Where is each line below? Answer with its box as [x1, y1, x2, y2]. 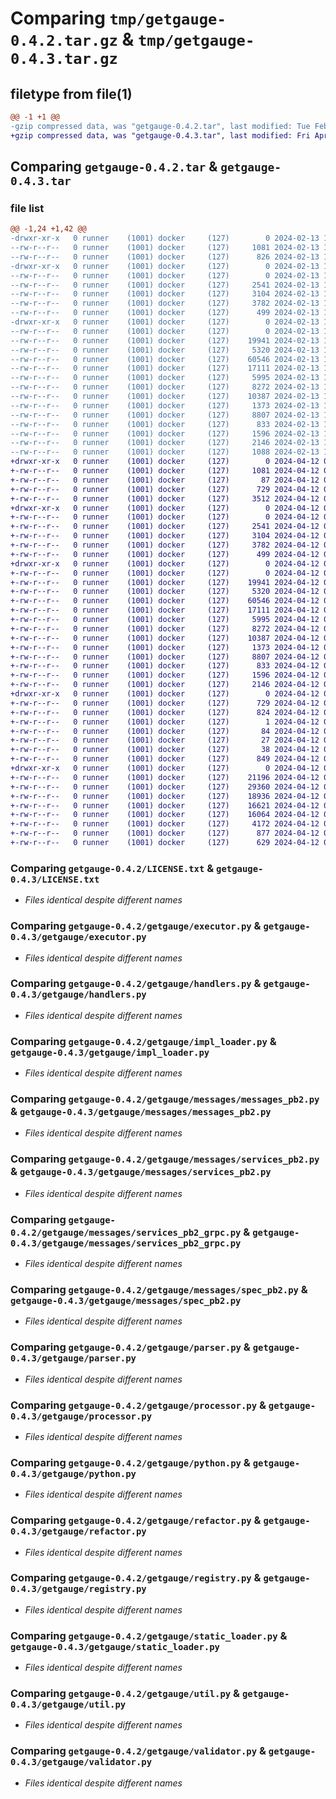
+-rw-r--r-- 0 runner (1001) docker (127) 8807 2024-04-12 [10, 652, 320, 662]
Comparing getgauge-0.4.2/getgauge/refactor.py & [10, 1513, 262, 1527]
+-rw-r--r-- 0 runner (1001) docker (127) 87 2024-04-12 [10, 475, 320, 485]
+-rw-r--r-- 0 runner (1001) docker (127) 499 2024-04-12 [10, 549, 320, 559]
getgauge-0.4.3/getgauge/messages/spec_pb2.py [10, 1295, 242, 1306]
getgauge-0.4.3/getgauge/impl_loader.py [10, 1047, 210, 1058]
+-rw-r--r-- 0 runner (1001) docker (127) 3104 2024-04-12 [10, 531, 320, 541]
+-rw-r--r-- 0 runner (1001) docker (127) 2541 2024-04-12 [10, 522, 320, 532]
